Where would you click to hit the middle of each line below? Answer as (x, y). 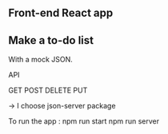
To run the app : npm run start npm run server (84, 121)
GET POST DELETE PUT (48, 90)
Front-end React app (61, 13)
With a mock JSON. (41, 60)
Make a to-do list (51, 40)
